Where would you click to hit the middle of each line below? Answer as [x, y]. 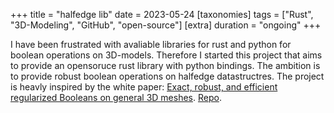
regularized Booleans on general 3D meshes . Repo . [116, 97]
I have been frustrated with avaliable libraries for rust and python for [151, 44]
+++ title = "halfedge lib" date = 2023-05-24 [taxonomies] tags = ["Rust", [162, 14]
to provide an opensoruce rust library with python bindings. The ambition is [165, 65]
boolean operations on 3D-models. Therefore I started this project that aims [166, 55]
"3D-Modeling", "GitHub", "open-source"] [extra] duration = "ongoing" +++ [166, 25]
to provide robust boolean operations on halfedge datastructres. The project [167, 76]
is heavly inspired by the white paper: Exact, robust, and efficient [144, 87]
